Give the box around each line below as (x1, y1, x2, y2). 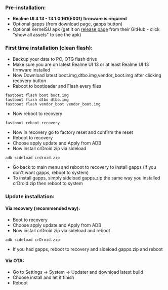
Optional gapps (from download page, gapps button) (12, 21, 123, 27)
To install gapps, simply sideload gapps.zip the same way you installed (12, 174, 160, 181)
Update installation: (5, 193, 55, 200)
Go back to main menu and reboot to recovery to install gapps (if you (12, 164, 156, 170)
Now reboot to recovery (12, 111, 63, 117)
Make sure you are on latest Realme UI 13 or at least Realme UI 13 (12, 61, 149, 67)
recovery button (12, 78, 47, 84)
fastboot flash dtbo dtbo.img (5, 97, 69, 102)
